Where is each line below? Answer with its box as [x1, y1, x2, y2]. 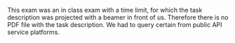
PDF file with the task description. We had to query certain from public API [7, 21, 222, 28]
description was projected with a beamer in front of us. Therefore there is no [7, 13, 229, 21]
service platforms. [7, 28, 60, 36]
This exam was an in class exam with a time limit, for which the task [7, 6, 203, 14]
